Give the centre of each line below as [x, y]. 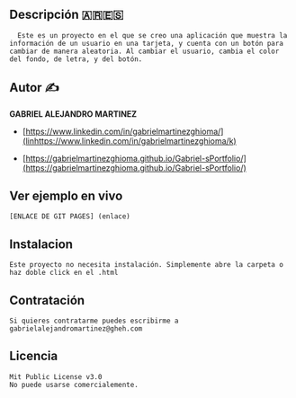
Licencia [34, 356]
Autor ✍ [34, 88]
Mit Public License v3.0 [56, 376]
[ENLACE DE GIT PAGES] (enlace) [70, 217]
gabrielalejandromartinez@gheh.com [76, 329]
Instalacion [41, 244]
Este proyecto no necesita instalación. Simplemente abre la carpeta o [146, 265]
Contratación [47, 300]
